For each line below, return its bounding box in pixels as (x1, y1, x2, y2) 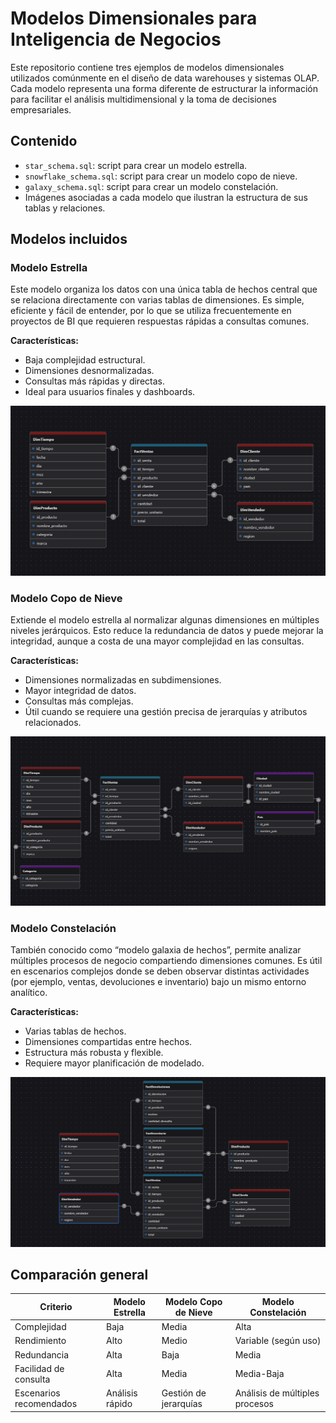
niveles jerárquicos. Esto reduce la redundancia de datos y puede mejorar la (10, 624, 324, 636)
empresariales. (10, 103, 72, 116)
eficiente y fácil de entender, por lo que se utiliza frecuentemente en (10, 305, 292, 317)
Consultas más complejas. (24, 695, 134, 707)
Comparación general (10, 1266, 149, 1283)
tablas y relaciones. (24, 202, 106, 214)
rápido (106, 1398, 133, 1410)
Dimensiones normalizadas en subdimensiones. (24, 673, 222, 686)
